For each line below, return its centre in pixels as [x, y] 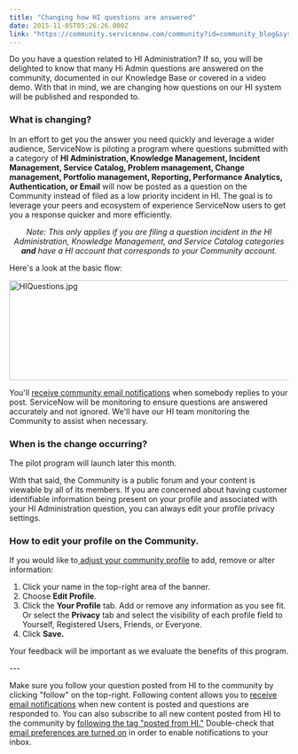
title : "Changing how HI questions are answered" [103, 17]
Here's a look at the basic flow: [66, 268]
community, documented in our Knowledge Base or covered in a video [138, 78]
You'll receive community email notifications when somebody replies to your [149, 392]
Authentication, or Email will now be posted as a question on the [128, 186]
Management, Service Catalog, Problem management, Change [127, 167]
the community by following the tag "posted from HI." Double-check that [142, 723]
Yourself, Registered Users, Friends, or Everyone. [112, 624]
